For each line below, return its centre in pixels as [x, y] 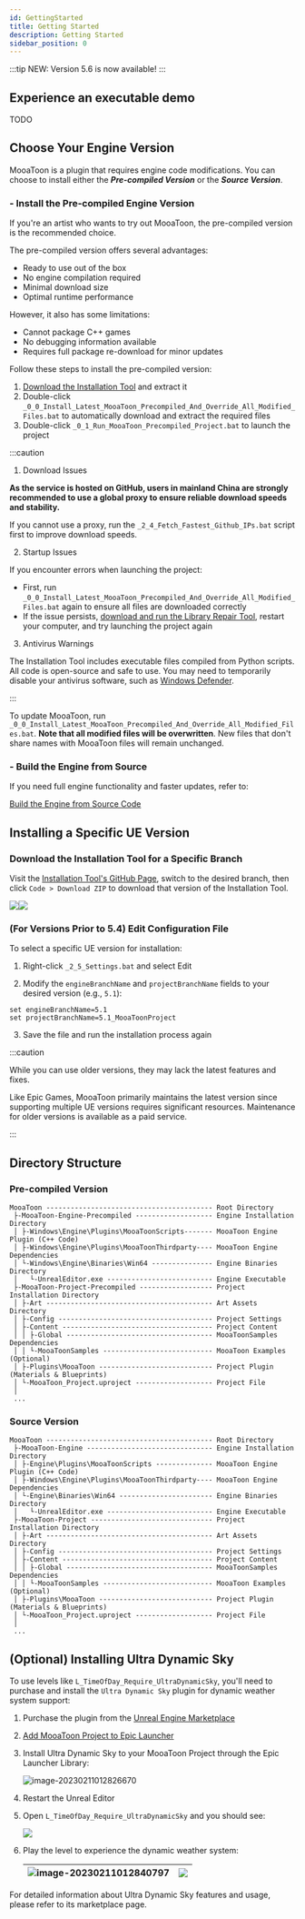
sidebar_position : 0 [49, 43]
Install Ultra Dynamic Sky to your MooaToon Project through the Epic [151, 1753]
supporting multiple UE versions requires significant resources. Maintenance [152, 1107]
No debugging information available [89, 342]
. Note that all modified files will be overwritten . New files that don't [162, 734]
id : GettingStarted [46, 18]
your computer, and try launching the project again [118, 626]
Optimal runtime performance [78, 297]
